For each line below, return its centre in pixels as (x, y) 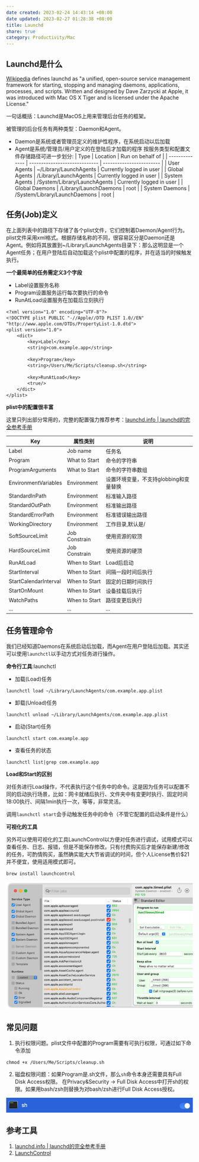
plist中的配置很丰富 (30, 407)
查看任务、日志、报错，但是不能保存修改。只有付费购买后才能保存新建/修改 (98, 846)
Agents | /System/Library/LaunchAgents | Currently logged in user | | (99, 182)
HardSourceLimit (29, 550)
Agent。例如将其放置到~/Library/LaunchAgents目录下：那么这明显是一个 (95, 245)
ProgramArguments (33, 470)
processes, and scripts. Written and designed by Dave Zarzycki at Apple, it (97, 91)
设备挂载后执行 (124, 591)
